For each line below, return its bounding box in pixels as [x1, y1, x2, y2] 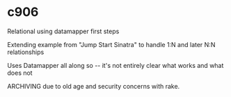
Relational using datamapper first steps [7, 27, 120, 35]
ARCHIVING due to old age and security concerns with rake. [7, 82, 180, 90]
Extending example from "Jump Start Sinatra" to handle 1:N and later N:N [7, 40, 216, 48]
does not [7, 69, 33, 77]
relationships [7, 48, 45, 56]
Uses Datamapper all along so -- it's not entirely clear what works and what [7, 61, 224, 69]
